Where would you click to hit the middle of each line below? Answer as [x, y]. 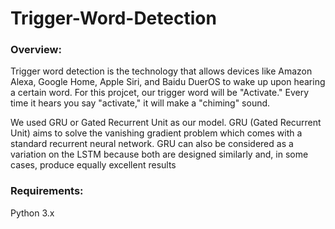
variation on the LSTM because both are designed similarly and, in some [159, 154]
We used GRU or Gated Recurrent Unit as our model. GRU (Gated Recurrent [166, 123]
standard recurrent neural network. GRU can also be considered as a [152, 144]
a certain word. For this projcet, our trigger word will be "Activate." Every [160, 93]
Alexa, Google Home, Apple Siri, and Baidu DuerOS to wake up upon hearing [168, 82]
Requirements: [47, 191]
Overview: [36, 50]
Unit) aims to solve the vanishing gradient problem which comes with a [156, 133]
